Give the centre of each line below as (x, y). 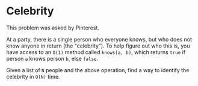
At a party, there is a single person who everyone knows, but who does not (99, 39)
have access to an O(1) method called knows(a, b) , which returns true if (96, 52)
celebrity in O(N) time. (33, 76)
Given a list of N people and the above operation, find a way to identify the (98, 70)
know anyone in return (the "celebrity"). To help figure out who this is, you (98, 46)
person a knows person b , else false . (52, 58)
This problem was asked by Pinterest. (53, 28)
